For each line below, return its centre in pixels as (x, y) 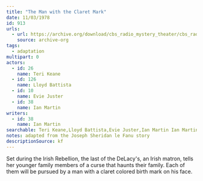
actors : (16, 62)
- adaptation (28, 51)
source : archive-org (43, 40)
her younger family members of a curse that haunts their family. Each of (96, 165)
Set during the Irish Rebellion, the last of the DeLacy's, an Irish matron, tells (100, 159)
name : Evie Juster (40, 96)
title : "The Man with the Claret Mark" (56, 12)
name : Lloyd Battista (44, 85)
